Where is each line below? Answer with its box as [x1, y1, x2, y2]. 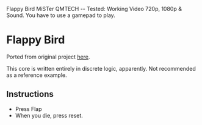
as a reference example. [6, 71, 67, 79]
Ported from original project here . [6, 53, 90, 60]
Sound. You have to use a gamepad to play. [6, 12, 116, 19]
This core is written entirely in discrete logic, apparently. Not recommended [6, 65, 197, 72]
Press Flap [15, 105, 42, 112]
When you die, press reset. [15, 112, 84, 119]
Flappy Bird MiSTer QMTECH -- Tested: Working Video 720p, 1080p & [6, 5, 182, 12]
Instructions [6, 89, 54, 99]
